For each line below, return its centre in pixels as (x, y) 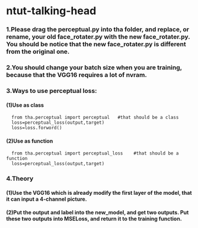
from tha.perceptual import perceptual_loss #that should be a (95, 153)
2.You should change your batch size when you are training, (94, 68)
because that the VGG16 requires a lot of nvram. (76, 75)
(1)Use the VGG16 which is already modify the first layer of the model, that (99, 192)
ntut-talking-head (51, 11)
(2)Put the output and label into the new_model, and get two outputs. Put (98, 213)
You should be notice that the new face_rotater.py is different (96, 44)
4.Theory (20, 179)
